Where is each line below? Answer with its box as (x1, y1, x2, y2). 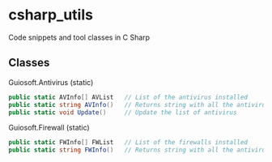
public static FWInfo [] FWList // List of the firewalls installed (8, 139, 249, 147)
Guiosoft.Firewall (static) (8, 123, 91, 133)
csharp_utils (8, 6, 93, 24)
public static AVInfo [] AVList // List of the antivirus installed (8, 93, 249, 101)
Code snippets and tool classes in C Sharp (8, 32, 151, 42)
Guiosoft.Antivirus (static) (8, 77, 94, 87)
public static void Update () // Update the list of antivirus (8, 108, 237, 117)
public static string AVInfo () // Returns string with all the (8, 100, 233, 109)
